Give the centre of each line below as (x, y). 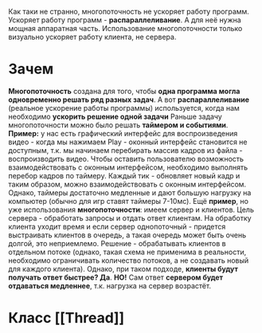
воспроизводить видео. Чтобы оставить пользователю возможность (126, 159)
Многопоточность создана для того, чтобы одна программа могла (124, 91)
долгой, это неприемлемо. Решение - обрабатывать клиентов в (117, 243)
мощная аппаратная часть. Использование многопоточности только (125, 28)
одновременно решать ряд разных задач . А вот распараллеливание (129, 100)
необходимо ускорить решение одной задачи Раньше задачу (115, 116)
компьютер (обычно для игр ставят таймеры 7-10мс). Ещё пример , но (129, 201)
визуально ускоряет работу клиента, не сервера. (92, 37)
